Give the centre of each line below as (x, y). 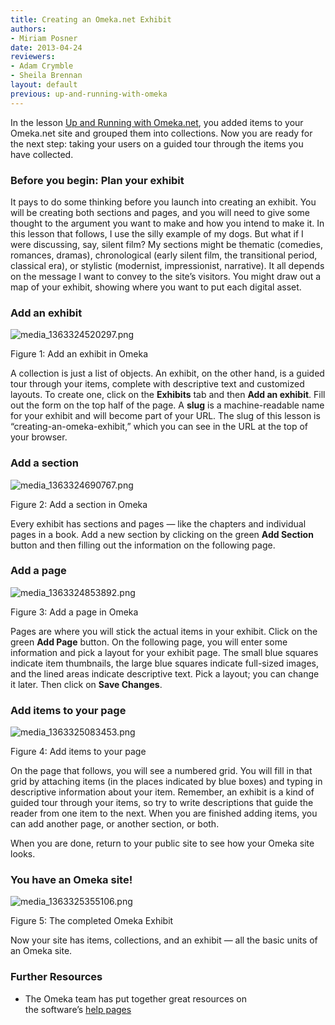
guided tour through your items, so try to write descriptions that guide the (162, 803)
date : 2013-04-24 (46, 47)
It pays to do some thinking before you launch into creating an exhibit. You (163, 202)
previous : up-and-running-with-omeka (89, 94)
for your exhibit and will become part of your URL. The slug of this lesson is (165, 416)
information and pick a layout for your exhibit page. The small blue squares (164, 652)
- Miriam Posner (44, 38)
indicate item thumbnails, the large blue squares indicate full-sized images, (165, 663)
